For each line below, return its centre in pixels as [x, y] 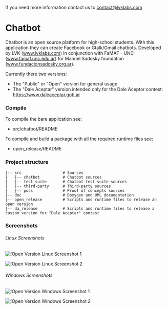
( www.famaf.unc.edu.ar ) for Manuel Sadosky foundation [65, 58]
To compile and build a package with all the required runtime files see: [79, 139]
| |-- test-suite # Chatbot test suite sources [66, 182]
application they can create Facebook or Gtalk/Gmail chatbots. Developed [83, 48]
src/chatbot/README [35, 129]
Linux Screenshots [25, 238]
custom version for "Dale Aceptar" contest [52, 213]
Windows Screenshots [29, 275]
